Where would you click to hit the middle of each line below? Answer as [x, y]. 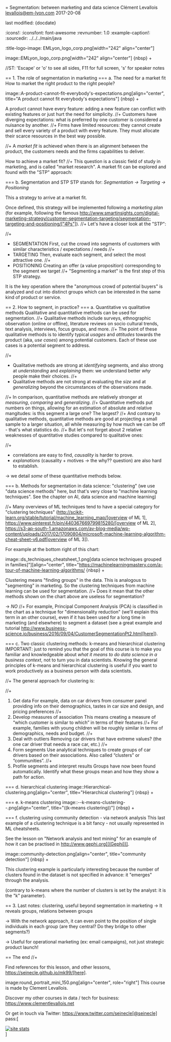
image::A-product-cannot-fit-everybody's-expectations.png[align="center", [85, 93]
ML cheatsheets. [23, 829]
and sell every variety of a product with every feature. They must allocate [82, 131]
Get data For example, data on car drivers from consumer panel [80, 701]
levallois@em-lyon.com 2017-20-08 [43, 13]
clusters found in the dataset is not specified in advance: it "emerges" [79, 875]
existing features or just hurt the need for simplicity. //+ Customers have [81, 114]
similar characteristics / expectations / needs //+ [64, 249]
